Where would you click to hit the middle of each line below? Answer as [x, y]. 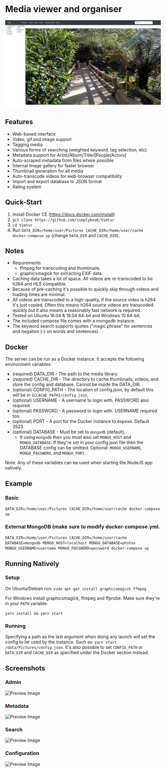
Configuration [22, 753]
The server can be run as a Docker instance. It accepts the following [75, 359]
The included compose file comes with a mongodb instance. [74, 321]
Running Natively [32, 564]
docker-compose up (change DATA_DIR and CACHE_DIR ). [66, 235]
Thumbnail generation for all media [48, 171]
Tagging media [27, 144]
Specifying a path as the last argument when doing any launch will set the [80, 637]
